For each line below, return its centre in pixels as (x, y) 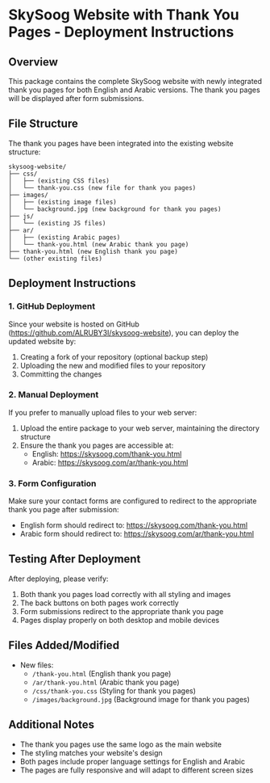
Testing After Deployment (75, 559)
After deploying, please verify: (58, 579)
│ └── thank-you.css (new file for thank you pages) (102, 187)
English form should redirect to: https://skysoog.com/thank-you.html (134, 525)
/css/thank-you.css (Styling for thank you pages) (114, 690)
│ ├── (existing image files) (62, 202)
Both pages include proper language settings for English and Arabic (133, 761)
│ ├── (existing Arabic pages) (64, 237)
